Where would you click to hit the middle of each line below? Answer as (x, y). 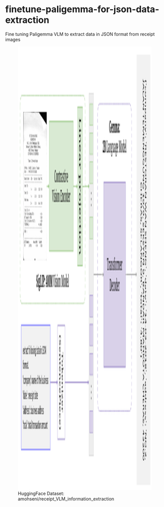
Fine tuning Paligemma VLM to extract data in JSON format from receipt (80, 34)
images (13, 40)
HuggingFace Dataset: (41, 493)
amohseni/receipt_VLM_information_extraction (66, 499)
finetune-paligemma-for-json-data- (82, 9)
